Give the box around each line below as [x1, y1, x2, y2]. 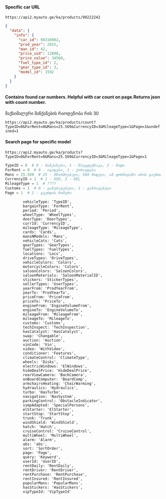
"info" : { [14, 33, 35, 38]
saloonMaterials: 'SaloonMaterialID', [23, 272, 103, 278]
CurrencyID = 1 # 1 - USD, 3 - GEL [5, 177, 81, 181]
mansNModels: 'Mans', [23, 234, 68, 239]
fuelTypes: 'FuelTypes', [23, 247, 74, 252]
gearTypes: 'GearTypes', [23, 242, 74, 247]
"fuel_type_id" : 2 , [18, 60, 58, 65]
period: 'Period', [23, 208, 61, 213]
